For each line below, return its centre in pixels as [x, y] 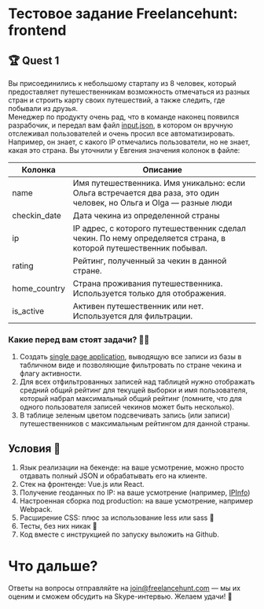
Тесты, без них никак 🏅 [58, 526]
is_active [28, 311]
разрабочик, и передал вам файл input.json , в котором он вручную [121, 125]
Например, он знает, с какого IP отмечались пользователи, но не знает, [129, 142]
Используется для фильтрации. [133, 316]
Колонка [39, 170]
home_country [38, 288]
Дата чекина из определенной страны [146, 215]
